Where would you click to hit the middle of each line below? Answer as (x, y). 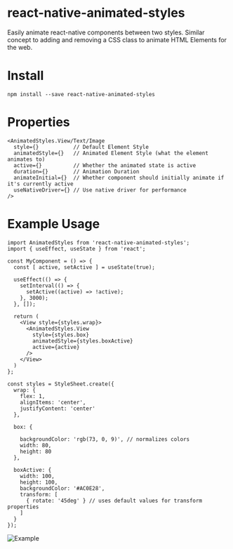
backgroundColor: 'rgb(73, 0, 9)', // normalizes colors (105, 439)
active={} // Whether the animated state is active (105, 165)
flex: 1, (33, 396)
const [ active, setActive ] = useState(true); (85, 267)
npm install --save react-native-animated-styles (81, 94)
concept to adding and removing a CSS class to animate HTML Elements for (117, 39)
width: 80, (36, 445)
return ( (26, 316)
